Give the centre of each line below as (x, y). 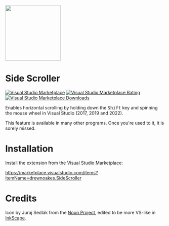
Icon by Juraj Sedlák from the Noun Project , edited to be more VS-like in (80, 212)
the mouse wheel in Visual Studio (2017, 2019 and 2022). (64, 113)
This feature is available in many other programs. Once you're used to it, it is (85, 123)
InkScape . (16, 218)
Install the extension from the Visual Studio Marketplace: (64, 163)
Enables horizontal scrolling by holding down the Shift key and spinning (81, 107)
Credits (21, 198)
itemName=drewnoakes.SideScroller (44, 178)
